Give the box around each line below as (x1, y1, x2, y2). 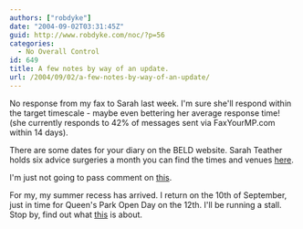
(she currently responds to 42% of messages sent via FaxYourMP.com (9, 117, 276, 128)
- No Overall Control (17, 47, 100, 57)
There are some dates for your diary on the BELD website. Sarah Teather (9, 144, 283, 155)
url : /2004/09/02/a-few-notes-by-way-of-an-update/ (9, 73, 210, 82)
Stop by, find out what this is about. (9, 209, 143, 220)
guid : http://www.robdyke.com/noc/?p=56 (9, 30, 166, 39)
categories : (9, 38, 55, 48)
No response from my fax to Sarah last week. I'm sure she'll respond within (9, 98, 292, 109)
